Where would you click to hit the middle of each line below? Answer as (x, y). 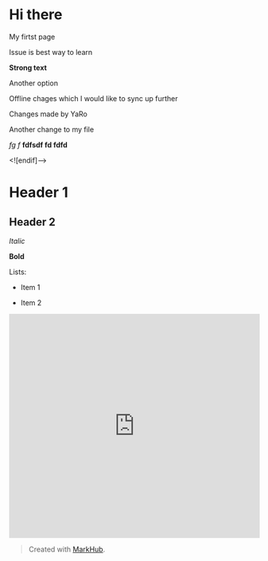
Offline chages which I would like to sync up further (93, 98)
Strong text (28, 67)
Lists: (18, 272)
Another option (34, 83)
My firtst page (32, 37)
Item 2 (31, 302)
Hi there (36, 15)
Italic (17, 241)
